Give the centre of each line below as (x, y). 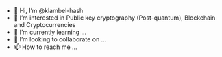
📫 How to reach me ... (45, 47)
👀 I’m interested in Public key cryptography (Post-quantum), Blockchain (114, 18)
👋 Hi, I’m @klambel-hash (48, 11)
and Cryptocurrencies (45, 25)
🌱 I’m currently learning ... (50, 32)
